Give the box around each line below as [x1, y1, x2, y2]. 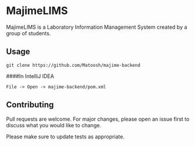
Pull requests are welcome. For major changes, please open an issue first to [6, 116, 190, 123]
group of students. [6, 29, 51, 36]
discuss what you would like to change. [6, 121, 102, 128]
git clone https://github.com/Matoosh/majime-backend [6, 62, 141, 68]
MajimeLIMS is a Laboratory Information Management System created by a [6, 23, 187, 30]
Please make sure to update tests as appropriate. [6, 133, 125, 140]
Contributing [6, 100, 54, 110]
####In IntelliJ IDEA [6, 72, 55, 80]
